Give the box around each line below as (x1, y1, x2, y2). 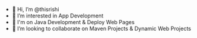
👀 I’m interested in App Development (12, 12, 104, 19)
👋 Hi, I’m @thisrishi (12, 6, 59, 13)
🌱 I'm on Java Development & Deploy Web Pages (12, 19, 135, 25)
